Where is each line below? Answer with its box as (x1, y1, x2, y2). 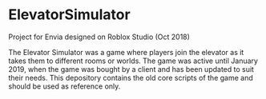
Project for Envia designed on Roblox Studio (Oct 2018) (8, 32, 191, 42)
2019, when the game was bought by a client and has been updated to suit (8, 64, 255, 73)
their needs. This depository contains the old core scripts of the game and (8, 73, 254, 82)
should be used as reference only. (8, 81, 121, 91)
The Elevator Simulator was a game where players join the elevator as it (8, 47, 244, 57)
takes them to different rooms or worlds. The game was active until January (8, 56, 259, 65)
